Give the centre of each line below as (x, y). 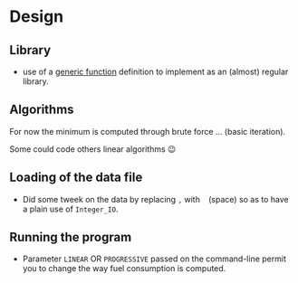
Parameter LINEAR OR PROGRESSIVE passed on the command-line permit (154, 259)
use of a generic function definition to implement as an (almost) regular (155, 71)
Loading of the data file (76, 178)
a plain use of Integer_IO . (70, 209)
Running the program (71, 237)
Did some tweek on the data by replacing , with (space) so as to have (156, 199)
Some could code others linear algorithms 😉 (93, 149)
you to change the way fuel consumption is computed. (124, 269)
